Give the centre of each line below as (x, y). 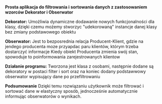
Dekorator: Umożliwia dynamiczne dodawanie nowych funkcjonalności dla (80, 22)
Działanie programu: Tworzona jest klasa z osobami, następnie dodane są (79, 66)
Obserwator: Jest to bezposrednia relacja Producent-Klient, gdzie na (74, 41)
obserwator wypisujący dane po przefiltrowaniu (53, 77)
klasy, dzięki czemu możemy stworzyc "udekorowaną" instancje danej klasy (81, 27)
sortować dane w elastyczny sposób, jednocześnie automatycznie (71, 91)
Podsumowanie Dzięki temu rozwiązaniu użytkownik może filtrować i (74, 86)
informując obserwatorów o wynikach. (43, 96)
